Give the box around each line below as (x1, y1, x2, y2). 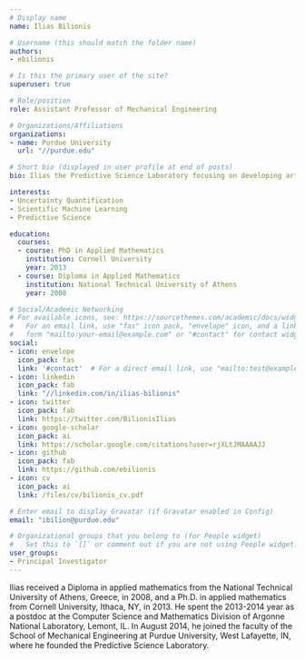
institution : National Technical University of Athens (25, 280, 238, 289)
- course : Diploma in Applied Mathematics (17, 271, 181, 281)
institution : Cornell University (25, 255, 152, 264)
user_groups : (9, 548, 59, 558)
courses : (17, 238, 51, 247)
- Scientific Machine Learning (9, 204, 128, 213)
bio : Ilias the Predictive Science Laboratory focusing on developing (9, 172, 282, 181)
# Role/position (9, 96, 71, 105)
